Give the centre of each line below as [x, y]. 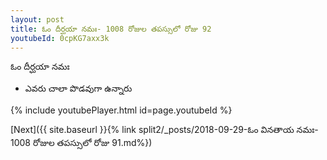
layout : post [37, 19]
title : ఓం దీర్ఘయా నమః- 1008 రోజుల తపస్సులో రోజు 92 [111, 29]
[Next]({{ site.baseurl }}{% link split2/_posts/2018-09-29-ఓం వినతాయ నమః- [164, 130]
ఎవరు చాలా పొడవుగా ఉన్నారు [78, 88]
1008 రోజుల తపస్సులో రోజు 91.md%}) [81, 143]
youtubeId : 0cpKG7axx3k [60, 38]
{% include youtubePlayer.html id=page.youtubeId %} [121, 110]
